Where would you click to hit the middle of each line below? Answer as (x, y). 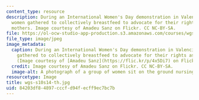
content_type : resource (36, 11)
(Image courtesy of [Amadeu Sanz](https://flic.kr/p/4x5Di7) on (98, 61)
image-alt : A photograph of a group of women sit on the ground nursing (103, 72)
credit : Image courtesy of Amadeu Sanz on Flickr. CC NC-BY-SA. (92, 66)
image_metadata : (26, 45)
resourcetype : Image (32, 77)
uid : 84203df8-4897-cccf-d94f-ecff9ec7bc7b (61, 88)
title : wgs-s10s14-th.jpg (38, 83)
